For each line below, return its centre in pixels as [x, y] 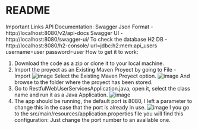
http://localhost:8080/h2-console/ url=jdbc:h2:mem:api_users [81, 46]
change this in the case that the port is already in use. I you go [102, 107]
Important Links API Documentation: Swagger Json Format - [79, 27]
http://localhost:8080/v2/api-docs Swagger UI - [64, 33]
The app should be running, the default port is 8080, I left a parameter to [103, 101]
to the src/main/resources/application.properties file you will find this [99, 114]
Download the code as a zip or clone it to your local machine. [89, 63]
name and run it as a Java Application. [61, 95]
